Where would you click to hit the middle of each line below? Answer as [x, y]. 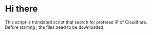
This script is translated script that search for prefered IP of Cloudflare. [76, 22]
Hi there [21, 9]
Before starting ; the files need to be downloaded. [55, 27]
